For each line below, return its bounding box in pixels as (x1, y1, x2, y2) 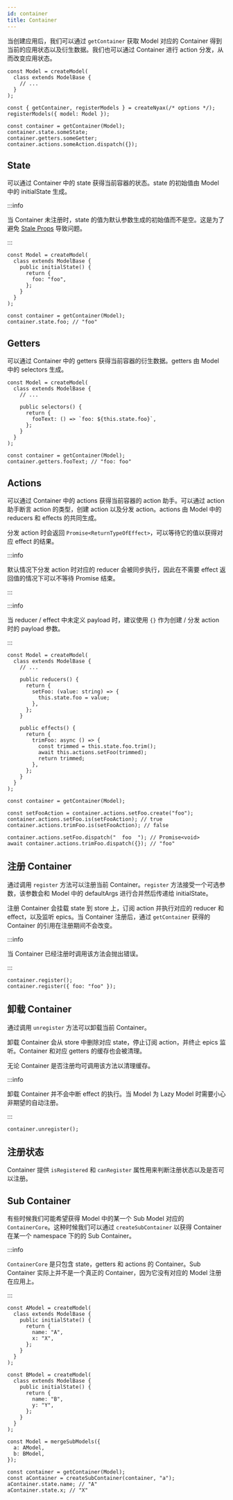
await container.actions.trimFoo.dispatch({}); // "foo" (7, 840, 175, 847)
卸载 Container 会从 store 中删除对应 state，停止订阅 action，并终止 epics (7, 1037, 218, 1046)
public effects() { (19, 724, 76, 731)
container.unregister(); (7, 1126, 79, 1133)
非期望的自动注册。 (7, 1098, 62, 1106)
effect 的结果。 (15, 537, 58, 545)
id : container (7, 10, 49, 17)
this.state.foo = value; (37, 694, 110, 701)
